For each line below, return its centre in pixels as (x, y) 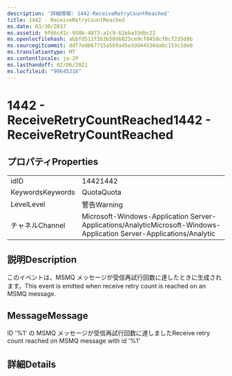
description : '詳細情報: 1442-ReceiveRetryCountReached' (89, 13)
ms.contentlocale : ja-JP (43, 59)
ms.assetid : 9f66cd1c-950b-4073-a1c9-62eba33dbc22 (81, 33)
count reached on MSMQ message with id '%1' (74, 341)
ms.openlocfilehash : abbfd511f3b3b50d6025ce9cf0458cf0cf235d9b (100, 39)
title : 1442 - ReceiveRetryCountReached (66, 20)
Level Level (28, 204)
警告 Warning (102, 204)
